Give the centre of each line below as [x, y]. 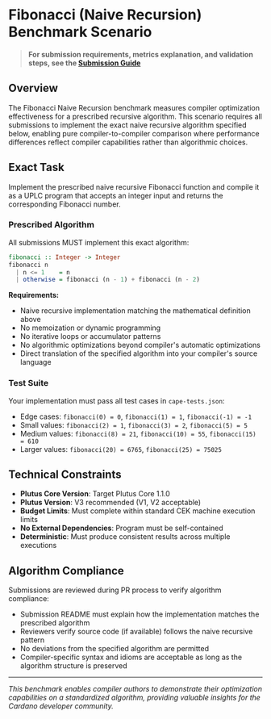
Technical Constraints [65, 475]
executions [38, 546]
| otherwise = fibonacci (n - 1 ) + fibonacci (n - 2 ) [108, 280]
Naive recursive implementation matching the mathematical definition [135, 311]
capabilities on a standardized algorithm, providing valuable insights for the [134, 698]
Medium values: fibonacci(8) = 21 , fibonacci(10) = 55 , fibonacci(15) [138, 433]
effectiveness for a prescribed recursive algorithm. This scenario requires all [135, 116]
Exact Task [36, 167]
